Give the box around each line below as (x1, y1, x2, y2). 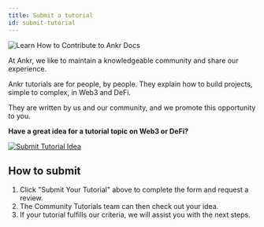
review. (19, 193, 43, 203)
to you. (8, 111, 32, 120)
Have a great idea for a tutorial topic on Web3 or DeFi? (8, 126, 189, 136)
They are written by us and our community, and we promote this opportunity (8, 103, 256, 112)
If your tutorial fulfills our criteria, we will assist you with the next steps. (19, 210, 251, 220)
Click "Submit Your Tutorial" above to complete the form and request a (19, 185, 249, 195)
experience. (8, 64, 47, 73)
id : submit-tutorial (8, 19, 76, 27)
